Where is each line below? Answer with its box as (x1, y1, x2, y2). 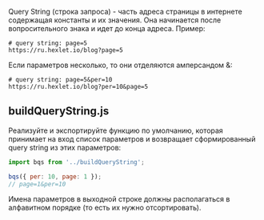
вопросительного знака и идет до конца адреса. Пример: (8, 24, 206, 33)
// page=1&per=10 (8, 180, 66, 188)
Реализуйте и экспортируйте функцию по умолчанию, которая (8, 126, 224, 135)
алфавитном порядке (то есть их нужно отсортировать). (8, 203, 202, 213)
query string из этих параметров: (8, 142, 122, 152)
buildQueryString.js (8, 104, 110, 118)
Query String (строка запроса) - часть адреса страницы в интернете (8, 7, 242, 16)
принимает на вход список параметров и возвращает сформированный (8, 134, 256, 143)
